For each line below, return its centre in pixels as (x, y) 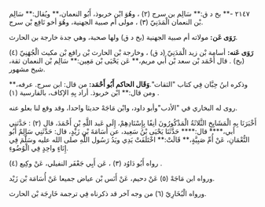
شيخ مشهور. (27, 69)
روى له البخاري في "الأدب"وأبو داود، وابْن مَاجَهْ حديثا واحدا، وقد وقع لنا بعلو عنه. (123, 108)
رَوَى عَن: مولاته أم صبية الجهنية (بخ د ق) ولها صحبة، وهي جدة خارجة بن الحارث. (123, 37)
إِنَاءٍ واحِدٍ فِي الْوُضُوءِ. (39, 148)
